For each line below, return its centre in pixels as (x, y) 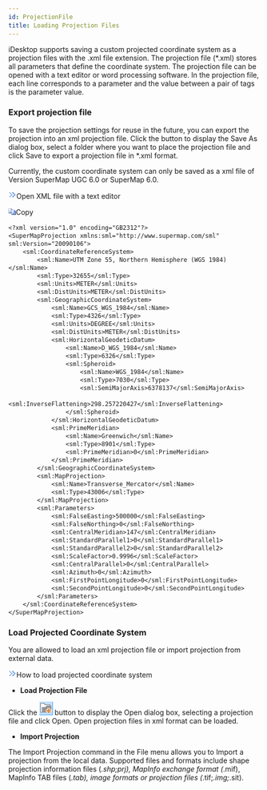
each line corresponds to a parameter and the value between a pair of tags (132, 83)
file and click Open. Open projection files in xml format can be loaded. (124, 721)
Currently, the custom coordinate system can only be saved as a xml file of (132, 171)
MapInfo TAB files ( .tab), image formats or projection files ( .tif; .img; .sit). (126, 778)
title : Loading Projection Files (64, 25)
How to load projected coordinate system (84, 675)
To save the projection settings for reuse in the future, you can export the (129, 130)
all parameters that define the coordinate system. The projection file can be (133, 66)
